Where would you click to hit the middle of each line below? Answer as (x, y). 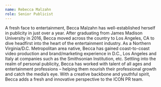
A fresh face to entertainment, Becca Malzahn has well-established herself (80, 28)
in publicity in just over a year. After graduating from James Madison (74, 33)
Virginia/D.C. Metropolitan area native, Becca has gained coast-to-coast (77, 48)
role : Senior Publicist (29, 14)
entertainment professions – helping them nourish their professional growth (81, 69)
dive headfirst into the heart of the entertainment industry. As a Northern (78, 43)
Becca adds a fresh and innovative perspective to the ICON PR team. (74, 79)
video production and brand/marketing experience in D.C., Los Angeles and (81, 53)
